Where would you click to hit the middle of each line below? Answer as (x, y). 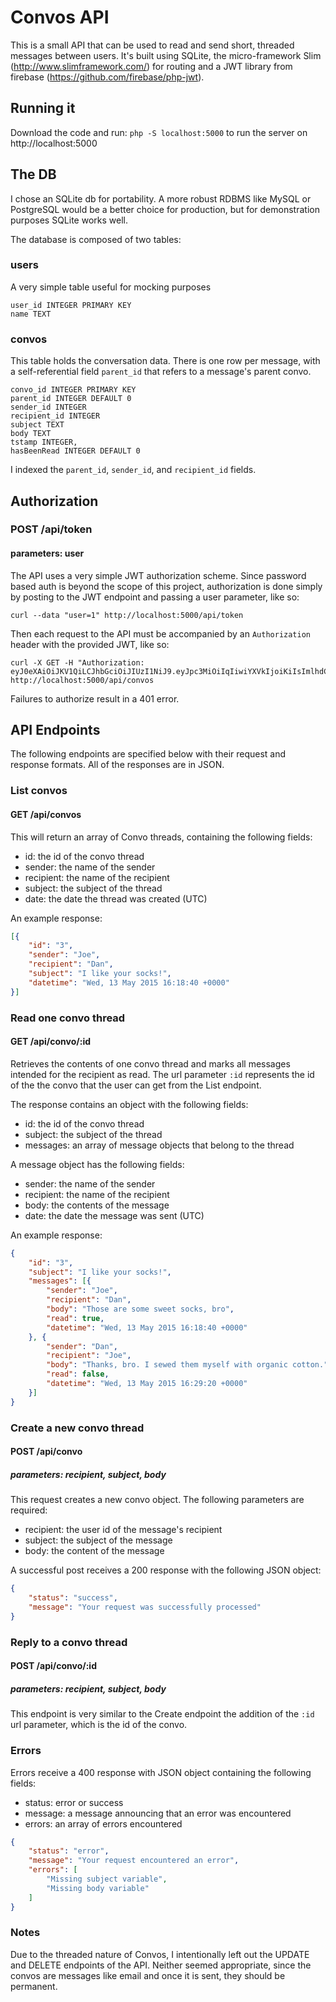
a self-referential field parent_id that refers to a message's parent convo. (161, 372)
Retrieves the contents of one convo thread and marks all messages (150, 1063)
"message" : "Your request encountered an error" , (134, 1861)
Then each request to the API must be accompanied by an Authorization (161, 633)
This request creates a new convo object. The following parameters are (157, 1500)
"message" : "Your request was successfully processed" (145, 1607)
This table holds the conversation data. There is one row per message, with (165, 361)
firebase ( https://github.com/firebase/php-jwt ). (107, 77)
